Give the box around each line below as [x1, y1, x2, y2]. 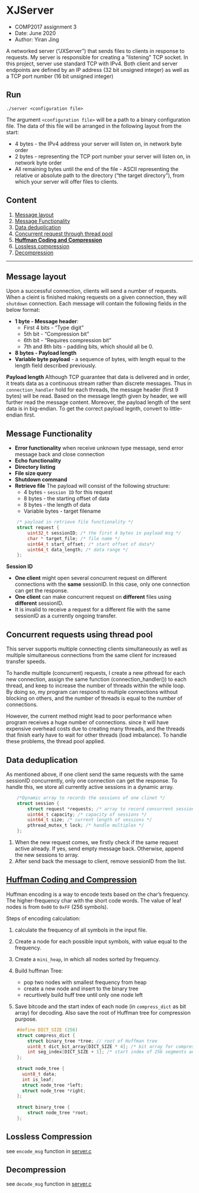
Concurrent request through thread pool [14, 230, 113, 237]
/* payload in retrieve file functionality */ [17, 519, 134, 525]
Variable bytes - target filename [23, 507, 101, 515]
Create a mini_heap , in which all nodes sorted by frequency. [14, 955, 161, 962]
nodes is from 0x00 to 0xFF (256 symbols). [6, 903, 108, 910]
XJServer [6, 4, 54, 17]
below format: [6, 307, 40, 314]
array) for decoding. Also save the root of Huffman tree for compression [14, 1009, 191, 1016]
